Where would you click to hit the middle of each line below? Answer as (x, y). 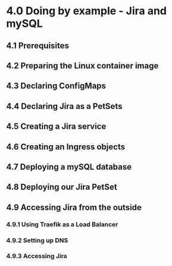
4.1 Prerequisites (38, 46)
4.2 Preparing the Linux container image (82, 66)
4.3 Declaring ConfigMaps (56, 86)
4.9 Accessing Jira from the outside (74, 207)
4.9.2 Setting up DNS (37, 240)
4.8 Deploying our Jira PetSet (62, 187)
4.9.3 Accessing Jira (37, 256)
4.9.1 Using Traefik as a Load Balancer (62, 224)
